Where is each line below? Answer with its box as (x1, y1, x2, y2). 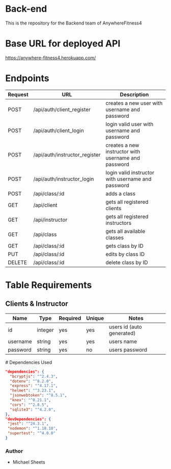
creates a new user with (105, 99, 163, 107)
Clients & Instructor (5, 299, 69, 308)
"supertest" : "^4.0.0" (7, 431, 56, 436)
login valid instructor (105, 169, 155, 176)
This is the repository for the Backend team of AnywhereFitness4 (5, 20, 142, 26)
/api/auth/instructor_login (33, 175, 94, 183)
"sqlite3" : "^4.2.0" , (10, 407, 56, 412)
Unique (86, 315, 104, 322)
